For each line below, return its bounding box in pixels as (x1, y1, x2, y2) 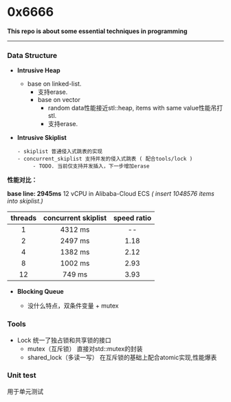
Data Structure (7, 50, 58, 60)
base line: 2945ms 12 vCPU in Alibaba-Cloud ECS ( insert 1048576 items (7, 190, 215, 198)
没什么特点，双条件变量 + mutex (27, 301, 119, 310)
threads (10, 213, 37, 223)
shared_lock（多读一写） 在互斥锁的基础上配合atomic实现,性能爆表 (27, 353, 217, 361)
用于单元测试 (7, 387, 43, 395)
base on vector (37, 96, 80, 104)
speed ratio (113, 213, 152, 223)
